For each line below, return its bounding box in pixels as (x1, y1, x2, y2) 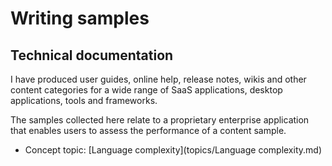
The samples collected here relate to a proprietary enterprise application (10, 114, 310, 126)
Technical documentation (10, 47, 174, 64)
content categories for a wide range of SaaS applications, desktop (10, 84, 283, 96)
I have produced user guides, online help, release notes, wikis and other (10, 73, 307, 85)
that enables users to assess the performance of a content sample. (10, 125, 287, 136)
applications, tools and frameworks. (10, 95, 158, 106)
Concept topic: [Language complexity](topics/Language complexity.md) (24, 144, 322, 156)
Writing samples (10, 7, 150, 30)
